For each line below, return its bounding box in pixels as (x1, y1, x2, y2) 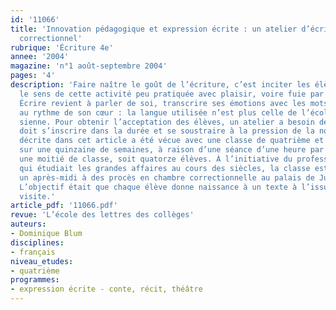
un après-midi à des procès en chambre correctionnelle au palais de (19, 172, 315, 183)
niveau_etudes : (10, 256, 74, 266)
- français (10, 247, 56, 257)
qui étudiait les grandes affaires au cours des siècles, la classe (19, 163, 311, 173)
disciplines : (10, 237, 65, 248)
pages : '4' (10, 71, 56, 81)
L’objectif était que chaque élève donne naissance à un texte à (19, 182, 298, 192)
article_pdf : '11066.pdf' (10, 201, 118, 211)
